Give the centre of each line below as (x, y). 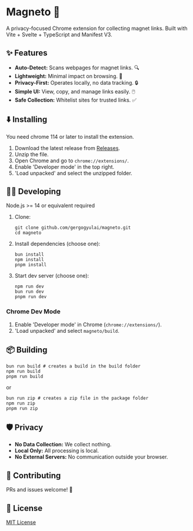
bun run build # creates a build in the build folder (74, 366)
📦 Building (27, 350)
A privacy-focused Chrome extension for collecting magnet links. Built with (97, 28)
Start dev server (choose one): (52, 276)
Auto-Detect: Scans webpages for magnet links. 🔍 (77, 68)
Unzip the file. (31, 154)
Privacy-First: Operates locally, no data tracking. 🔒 (76, 82)
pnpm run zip (22, 409)
